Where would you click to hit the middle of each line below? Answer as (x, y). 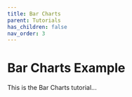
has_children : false (38, 27)
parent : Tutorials (34, 20)
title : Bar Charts (34, 14)
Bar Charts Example (66, 68)
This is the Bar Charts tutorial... (52, 88)
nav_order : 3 (26, 33)
